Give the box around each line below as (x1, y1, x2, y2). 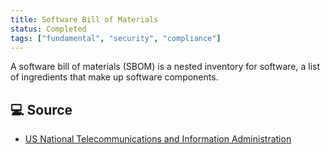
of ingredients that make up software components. (10, 71, 219, 83)
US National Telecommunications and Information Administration (24, 133, 292, 145)
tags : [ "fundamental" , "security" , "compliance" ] (10, 33, 222, 43)
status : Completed (10, 24, 87, 34)
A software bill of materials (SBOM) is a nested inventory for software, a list (10, 61, 321, 73)
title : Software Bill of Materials (10, 14, 159, 25)
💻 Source (10, 101, 73, 118)
